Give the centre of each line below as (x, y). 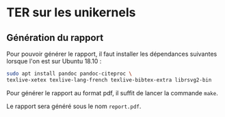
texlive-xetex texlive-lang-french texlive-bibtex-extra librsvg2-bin (109, 80)
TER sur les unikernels (71, 13)
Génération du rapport (55, 38)
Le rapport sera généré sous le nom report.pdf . (74, 106)
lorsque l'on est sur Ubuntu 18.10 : (54, 61)
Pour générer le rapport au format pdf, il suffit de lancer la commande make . (112, 93)
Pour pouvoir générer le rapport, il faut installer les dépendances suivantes (112, 54)
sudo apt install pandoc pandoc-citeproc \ (69, 73)
